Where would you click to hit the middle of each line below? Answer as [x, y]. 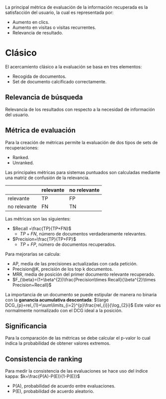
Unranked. [23, 163]
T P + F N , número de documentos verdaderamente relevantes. [83, 233]
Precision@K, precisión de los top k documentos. [63, 269]
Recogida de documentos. [39, 76]
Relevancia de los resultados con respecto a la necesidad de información [80, 109]
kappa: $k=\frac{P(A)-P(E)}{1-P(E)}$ [43, 377]
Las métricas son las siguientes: [38, 218]
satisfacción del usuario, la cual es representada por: [59, 12]
